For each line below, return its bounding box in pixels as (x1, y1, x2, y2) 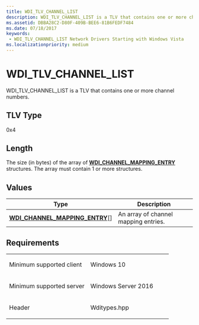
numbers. (6, 93, 30, 100)
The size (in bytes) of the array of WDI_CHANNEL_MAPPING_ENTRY (6, 159, 176, 166)
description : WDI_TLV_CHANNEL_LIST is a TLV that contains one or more (6, 14, 187, 20)
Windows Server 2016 (90, 282, 154, 291)
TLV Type (6, 110, 43, 120)
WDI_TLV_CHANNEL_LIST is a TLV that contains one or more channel (6, 87, 175, 94)
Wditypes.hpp (90, 304, 129, 312)
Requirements (6, 238, 59, 248)
